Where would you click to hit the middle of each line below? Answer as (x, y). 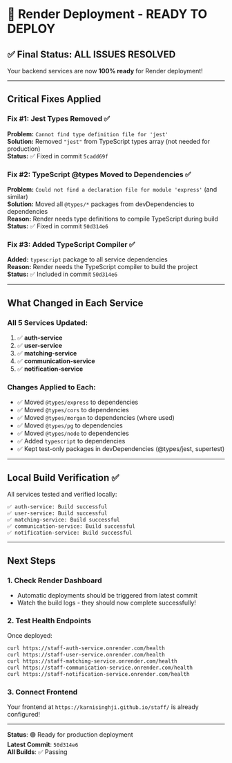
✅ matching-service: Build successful (64, 520)
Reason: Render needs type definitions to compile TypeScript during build (113, 219)
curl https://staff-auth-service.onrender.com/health (86, 649)
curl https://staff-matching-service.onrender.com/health (92, 661)
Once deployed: (30, 636)
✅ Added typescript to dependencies (71, 441)
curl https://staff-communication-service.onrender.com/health (100, 668)
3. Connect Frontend (42, 692)
